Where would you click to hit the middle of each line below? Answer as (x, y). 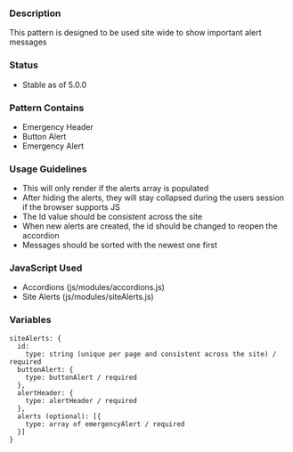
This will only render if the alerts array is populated (115, 189)
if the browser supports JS (71, 207)
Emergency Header (57, 126)
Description (35, 13)
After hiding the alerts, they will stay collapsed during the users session (153, 198)
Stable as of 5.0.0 (54, 85)
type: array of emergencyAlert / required (105, 424)
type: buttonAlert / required (81, 377)
